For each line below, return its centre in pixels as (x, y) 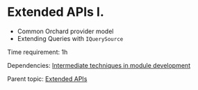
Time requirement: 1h (38, 52)
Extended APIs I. (56, 12)
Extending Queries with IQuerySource (70, 38)
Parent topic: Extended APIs (47, 79)
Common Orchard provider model (65, 31)
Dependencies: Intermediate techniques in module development (99, 65)
